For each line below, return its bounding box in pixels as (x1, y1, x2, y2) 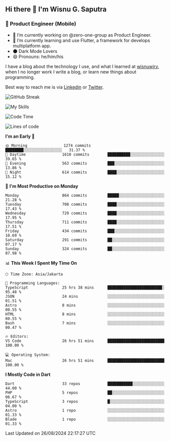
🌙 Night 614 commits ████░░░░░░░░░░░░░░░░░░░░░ (5, 170, 165, 175)
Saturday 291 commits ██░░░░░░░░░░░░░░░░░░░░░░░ (5, 237, 165, 242)
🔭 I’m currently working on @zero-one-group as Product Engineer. (12, 31, 152, 38)
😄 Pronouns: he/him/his (12, 53, 63, 59)
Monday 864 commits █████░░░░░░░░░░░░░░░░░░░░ (5, 193, 165, 198)
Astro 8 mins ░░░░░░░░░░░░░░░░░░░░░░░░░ (5, 303, 165, 308)
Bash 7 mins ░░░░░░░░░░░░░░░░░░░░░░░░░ (5, 321, 165, 326)
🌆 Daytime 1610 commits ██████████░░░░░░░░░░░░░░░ (5, 152, 165, 157)
